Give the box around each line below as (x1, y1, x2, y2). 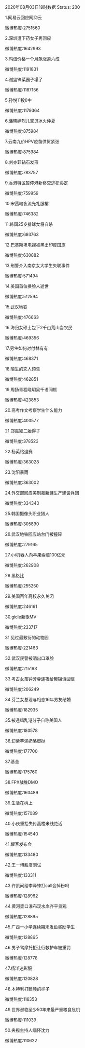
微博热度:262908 (5, 562, 39, 568)
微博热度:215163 (5, 666, 37, 671)
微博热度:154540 (5, 831, 39, 836)
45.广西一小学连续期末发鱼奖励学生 (5, 924, 75, 930)
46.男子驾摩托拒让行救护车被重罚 (5, 945, 71, 950)
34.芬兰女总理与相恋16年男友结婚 (5, 697, 71, 702)
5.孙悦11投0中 (5, 97, 32, 103)
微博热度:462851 (5, 376, 38, 382)
